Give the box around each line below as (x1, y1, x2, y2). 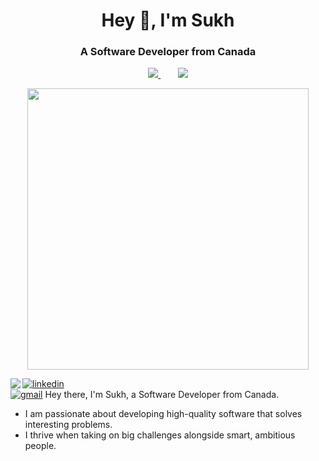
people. (24, 440, 57, 452)
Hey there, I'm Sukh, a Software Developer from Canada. (44, 389, 280, 401)
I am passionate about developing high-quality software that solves (24, 408, 303, 420)
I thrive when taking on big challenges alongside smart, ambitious (24, 429, 296, 441)
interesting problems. (24, 419, 113, 431)
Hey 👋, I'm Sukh (101, 9, 235, 32)
